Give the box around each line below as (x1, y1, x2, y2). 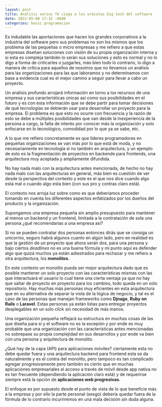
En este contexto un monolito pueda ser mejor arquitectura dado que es (5, 265, 148, 271)
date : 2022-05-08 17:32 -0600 (5, 16, 66, 21)
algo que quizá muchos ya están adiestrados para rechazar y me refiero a (5, 251, 152, 256)
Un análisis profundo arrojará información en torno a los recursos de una (5, 90, 150, 96)
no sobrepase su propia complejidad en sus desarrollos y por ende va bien (5, 331, 154, 337)
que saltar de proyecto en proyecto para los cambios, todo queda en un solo (5, 280, 158, 287)
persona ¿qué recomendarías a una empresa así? (5, 220, 103, 226)
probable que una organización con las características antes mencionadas (5, 326, 153, 332)
